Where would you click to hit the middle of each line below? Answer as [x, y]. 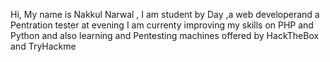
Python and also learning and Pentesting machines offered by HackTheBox [165, 35]
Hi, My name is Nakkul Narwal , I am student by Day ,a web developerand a [165, 14]
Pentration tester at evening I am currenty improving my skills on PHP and [162, 25]
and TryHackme [43, 46]
